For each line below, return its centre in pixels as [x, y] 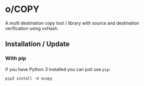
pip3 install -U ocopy [29, 78]
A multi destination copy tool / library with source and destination [72, 23]
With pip [16, 58]
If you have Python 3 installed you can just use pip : [58, 69]
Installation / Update [37, 44]
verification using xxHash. [32, 28]
